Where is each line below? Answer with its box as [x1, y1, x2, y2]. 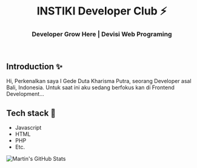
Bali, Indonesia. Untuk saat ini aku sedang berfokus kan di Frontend [6, 84, 175, 91]
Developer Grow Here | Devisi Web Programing [32, 30, 172, 39]
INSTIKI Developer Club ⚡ [36, 4, 167, 18]
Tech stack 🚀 [6, 108, 56, 118]
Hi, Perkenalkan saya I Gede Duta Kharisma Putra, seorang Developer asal [6, 78, 192, 85]
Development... [6, 90, 44, 98]
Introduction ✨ [6, 61, 62, 72]
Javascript [15, 124, 42, 132]
